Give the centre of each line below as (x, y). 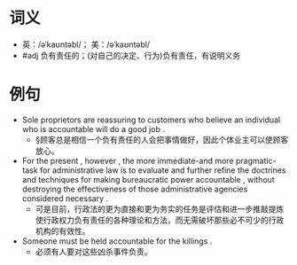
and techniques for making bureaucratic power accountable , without (148, 179)
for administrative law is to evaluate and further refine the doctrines (163, 170)
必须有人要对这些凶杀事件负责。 (94, 251)
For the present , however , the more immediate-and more (128, 160)
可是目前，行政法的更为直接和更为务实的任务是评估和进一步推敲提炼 (160, 208)
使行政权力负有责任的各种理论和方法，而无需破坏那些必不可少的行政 (160, 220)
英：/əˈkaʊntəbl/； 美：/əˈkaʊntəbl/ (86, 44)
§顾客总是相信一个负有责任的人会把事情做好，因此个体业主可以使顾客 (162, 139)
